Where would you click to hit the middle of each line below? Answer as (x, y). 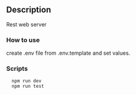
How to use (23, 40)
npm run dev (27, 81)
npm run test (28, 87)
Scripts (17, 69)
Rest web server (26, 24)
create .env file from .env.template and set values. (68, 53)
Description (29, 10)
